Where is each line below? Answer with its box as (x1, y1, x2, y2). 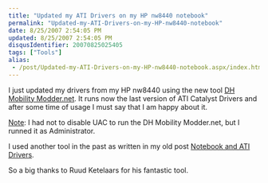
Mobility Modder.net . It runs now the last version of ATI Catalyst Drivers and (8, 93, 258, 103)
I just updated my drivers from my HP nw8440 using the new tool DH (8, 85, 235, 95)
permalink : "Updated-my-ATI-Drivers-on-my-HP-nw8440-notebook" (8, 19, 223, 27)
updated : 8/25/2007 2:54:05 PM (8, 33, 112, 42)
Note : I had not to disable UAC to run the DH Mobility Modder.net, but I (8, 117, 240, 127)
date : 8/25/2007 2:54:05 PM (8, 26, 102, 34)
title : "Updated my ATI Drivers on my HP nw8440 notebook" (8, 11, 209, 20)
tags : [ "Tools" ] (8, 49, 62, 56)
